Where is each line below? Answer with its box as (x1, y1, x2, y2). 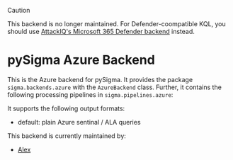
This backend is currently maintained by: (7, 131, 126, 140)
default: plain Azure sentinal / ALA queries (17, 118, 141, 126)
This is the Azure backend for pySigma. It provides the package (7, 75, 193, 84)
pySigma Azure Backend (7, 52, 156, 68)
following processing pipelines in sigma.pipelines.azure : (7, 90, 174, 98)
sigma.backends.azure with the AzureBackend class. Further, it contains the (7, 83, 222, 91)
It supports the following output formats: (7, 104, 125, 113)
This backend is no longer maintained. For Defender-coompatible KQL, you (7, 20, 227, 28)
